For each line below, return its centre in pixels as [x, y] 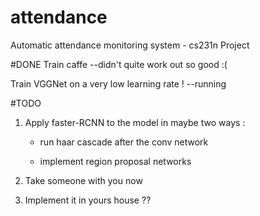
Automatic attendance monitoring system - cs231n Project [130, 45]
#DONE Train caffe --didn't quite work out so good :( [119, 64]
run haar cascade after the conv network [124, 142]
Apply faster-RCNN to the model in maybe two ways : [135, 122]
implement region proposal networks [115, 161]
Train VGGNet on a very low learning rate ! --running [118, 83]
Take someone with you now [83, 180]
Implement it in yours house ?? [88, 200]
